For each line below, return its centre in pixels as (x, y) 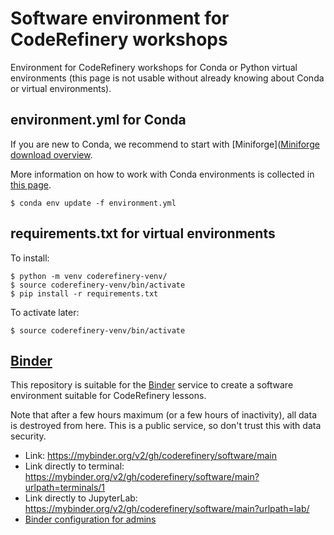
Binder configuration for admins (90, 519)
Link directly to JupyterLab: (81, 498)
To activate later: (45, 312)
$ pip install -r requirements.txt (84, 293)
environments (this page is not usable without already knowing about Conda (167, 78)
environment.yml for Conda (98, 120)
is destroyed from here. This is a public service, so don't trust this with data (166, 426)
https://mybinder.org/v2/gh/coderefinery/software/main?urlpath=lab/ (167, 509)
